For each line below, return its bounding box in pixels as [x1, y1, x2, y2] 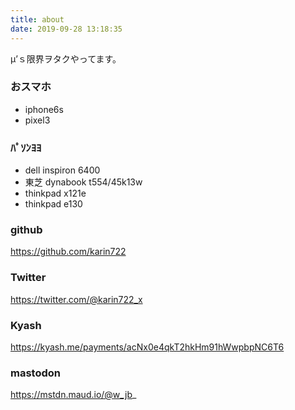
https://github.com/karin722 [10, 246, 127, 258]
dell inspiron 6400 [24, 164, 101, 176]
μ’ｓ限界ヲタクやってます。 [10, 52, 122, 65]
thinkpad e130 [24, 198, 83, 210]
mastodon [10, 366, 61, 380]
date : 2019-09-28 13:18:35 [10, 24, 123, 34]
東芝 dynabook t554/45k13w [24, 176, 143, 188]
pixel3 [24, 114, 51, 126]
